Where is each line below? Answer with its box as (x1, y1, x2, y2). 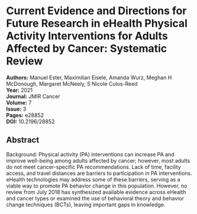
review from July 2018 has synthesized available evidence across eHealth (6, 188, 186, 196)
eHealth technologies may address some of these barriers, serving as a (6, 176, 180, 183)
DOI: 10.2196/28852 (6, 118, 55, 125)
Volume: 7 (6, 99, 32, 106)
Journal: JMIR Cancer (6, 93, 60, 100)
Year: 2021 (6, 86, 33, 93)
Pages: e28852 (6, 111, 44, 119)
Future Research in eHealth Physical (6, 17, 188, 30)
